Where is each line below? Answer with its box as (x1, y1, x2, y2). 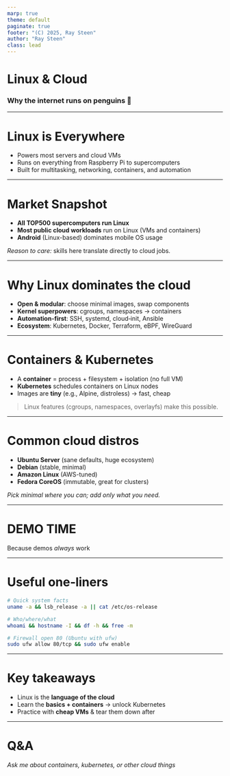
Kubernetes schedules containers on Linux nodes (16, 382, 159, 391)
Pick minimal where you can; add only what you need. (7, 491, 161, 499)
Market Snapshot (7, 196, 107, 212)
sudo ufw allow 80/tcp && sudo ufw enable (7, 641, 130, 648)
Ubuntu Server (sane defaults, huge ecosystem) (16, 456, 155, 464)
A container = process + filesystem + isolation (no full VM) (16, 375, 183, 383)
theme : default (7, 16, 51, 23)
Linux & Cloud (7, 71, 88, 87)
